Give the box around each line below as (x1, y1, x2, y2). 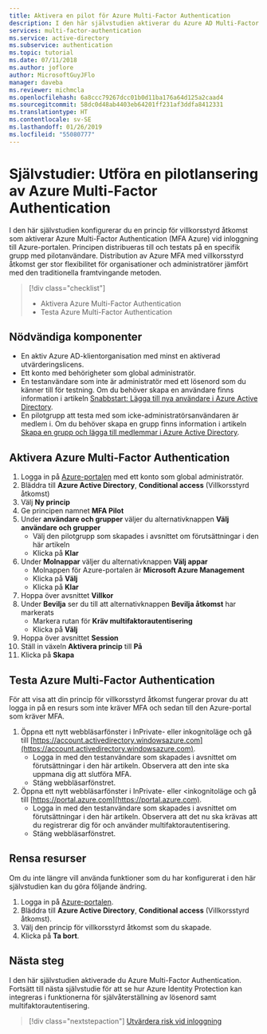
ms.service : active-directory (9, 34, 110, 42)
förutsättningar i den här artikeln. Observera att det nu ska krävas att (32, 812, 258, 821)
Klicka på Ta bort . (20, 931, 80, 941)
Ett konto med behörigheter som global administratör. (20, 368, 196, 378)
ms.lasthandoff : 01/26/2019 (9, 123, 103, 131)
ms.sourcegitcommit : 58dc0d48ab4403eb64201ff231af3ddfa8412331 (9, 101, 224, 109)
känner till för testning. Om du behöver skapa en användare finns (20, 385, 234, 395)
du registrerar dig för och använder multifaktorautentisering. (32, 820, 230, 830)
